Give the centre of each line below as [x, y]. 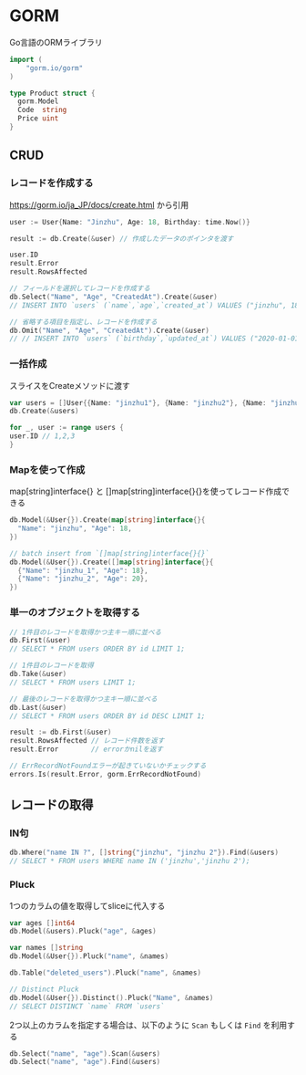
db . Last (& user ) [38, 707]
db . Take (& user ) [38, 674]
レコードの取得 [51, 805]
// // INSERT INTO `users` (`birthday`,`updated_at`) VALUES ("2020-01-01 [154, 339]
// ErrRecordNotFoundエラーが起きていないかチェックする [108, 766]
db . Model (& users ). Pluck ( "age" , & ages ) [83, 932]
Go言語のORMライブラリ [56, 42]
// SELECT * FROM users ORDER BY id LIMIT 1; [97, 649]
